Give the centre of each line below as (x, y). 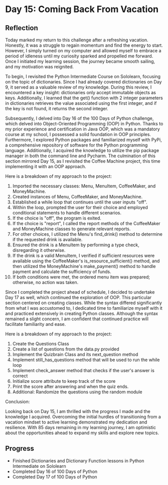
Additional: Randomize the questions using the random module (77, 392)
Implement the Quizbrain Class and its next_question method (75, 354)
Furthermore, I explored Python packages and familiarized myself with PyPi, (83, 140)
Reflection (22, 28)
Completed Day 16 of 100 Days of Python (55, 471)
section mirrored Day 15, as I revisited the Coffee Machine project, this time (83, 161)
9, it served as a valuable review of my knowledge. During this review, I (78, 87)
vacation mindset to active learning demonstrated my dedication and (76, 422)
